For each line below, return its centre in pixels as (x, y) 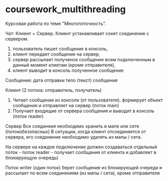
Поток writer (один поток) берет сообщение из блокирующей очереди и (84, 167)
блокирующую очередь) (32, 158)
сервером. (17, 39)
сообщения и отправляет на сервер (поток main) (66, 105)
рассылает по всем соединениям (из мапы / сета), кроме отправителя (83, 173)
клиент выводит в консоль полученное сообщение (68, 70)
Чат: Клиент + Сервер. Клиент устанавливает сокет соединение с (77, 33)
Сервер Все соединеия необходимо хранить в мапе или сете (72, 126)
